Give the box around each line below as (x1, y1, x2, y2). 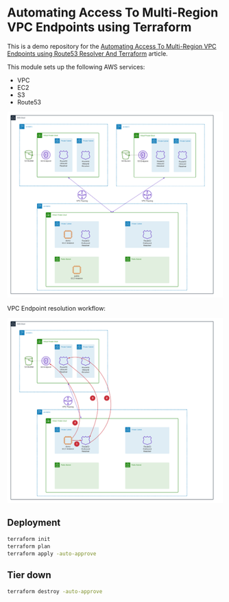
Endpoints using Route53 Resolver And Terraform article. (7, 49, 168, 58)
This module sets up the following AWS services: (7, 63, 145, 71)
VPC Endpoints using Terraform (7, 19, 192, 35)
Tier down (7, 569, 51, 581)
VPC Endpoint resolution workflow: (7, 304, 106, 312)
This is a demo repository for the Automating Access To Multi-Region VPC (7, 42, 217, 50)
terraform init (7, 536, 51, 543)
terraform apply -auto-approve (7, 550, 97, 557)
